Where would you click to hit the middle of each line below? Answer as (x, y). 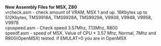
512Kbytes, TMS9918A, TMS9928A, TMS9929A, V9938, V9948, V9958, (79, 17)
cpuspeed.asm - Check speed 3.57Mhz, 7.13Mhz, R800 (61, 28)
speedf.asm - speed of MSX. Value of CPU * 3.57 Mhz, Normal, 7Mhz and (81, 33)
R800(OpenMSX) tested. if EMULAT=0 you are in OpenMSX (66, 38)
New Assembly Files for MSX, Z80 (41, 7)
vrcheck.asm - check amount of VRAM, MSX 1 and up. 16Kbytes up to (76, 12)
